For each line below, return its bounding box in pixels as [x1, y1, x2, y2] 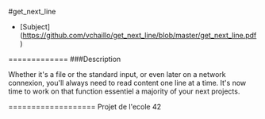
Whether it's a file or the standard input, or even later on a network [8, 70, 226, 79]
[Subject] [19, 22, 50, 31]
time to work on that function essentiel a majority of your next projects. [8, 86, 240, 96]
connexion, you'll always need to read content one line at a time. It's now [8, 79, 247, 87]
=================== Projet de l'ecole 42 [8, 102, 162, 111]
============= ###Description [8, 55, 121, 63]
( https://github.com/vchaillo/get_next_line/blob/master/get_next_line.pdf [19, 31, 257, 40]
